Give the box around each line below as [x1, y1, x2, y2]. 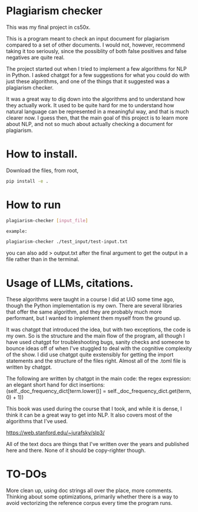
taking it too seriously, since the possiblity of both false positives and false [6, 47, 187, 54]
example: [6, 228, 28, 234]
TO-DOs [6, 467, 47, 481]
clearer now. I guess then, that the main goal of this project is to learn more [6, 114, 189, 121]
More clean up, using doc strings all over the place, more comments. [6, 487, 173, 494]
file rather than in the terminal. [6, 256, 80, 263]
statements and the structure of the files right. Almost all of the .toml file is [6, 358, 187, 365]
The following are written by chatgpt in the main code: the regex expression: [6, 375, 192, 382]
